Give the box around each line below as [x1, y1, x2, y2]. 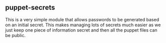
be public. [5, 32, 26, 38]
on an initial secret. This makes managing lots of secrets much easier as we [5, 22, 161, 28]
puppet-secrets [5, 3, 55, 12]
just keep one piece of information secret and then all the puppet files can [5, 27, 157, 33]
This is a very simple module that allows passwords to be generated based [5, 16, 159, 22]
